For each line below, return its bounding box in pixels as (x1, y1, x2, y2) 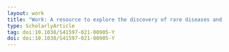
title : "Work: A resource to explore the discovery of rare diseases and (7, 16, 223, 23)
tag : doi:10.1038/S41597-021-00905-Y (7, 28, 115, 36)
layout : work (7, 9, 45, 17)
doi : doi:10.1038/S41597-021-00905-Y (7, 35, 115, 42)
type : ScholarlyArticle (7, 22, 75, 29)
